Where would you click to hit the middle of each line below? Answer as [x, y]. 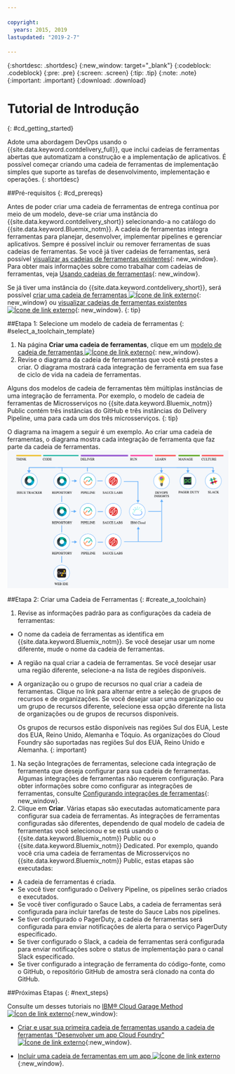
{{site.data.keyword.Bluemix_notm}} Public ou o [87, 838]
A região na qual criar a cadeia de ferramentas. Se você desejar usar [116, 662]
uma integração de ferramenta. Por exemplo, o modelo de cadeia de [106, 396]
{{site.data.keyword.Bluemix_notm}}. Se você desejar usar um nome [116, 641]
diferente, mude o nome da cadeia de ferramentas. [91, 649]
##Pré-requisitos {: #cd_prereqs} [55, 193]
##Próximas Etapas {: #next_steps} [58, 992]
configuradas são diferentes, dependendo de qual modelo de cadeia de [121, 823]
